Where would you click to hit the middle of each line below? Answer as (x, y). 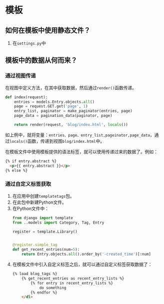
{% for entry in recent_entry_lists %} (72, 283)
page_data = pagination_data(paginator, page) (63, 116)
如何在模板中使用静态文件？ (48, 30)
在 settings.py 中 (29, 43)
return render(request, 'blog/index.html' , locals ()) (71, 125)
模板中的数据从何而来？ (41, 60)
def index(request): (27, 97)
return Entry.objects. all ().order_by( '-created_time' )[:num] (86, 254)
